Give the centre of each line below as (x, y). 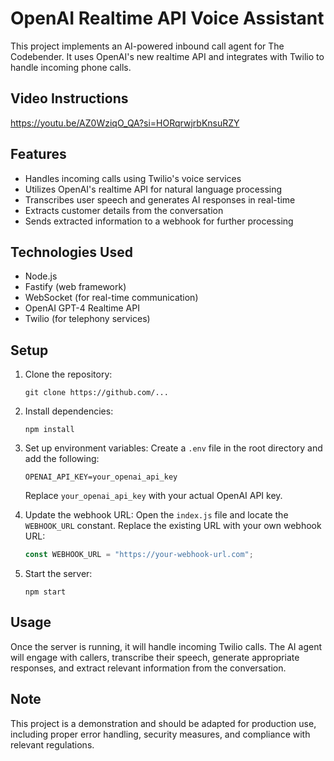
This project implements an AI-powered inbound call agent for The (147, 46)
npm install (49, 430)
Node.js (41, 276)
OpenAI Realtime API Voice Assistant (167, 18)
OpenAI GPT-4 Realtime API (82, 308)
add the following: (62, 459)
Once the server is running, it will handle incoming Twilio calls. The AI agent (166, 646)
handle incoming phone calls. (71, 67)
